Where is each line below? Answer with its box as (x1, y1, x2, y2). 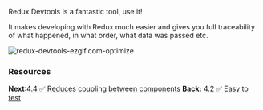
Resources (8, 65, 51, 77)
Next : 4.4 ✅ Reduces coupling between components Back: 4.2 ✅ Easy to (8, 84, 249, 94)
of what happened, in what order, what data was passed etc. (8, 31, 208, 40)
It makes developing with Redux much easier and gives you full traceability (8, 22, 255, 31)
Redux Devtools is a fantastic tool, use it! (8, 7, 143, 16)
